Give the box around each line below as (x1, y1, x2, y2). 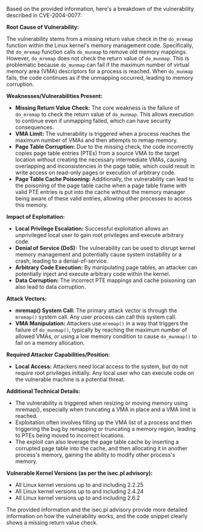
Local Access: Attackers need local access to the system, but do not (15, 363, 188, 370)
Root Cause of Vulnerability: (6, 24, 80, 30)
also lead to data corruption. (15, 283, 86, 290)
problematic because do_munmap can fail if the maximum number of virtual (6, 61, 190, 68)
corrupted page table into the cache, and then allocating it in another (15, 445, 188, 452)
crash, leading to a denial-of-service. (15, 257, 108, 264)
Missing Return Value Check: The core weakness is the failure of (15, 104, 180, 112)
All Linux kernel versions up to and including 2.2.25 (15, 481, 144, 488)
